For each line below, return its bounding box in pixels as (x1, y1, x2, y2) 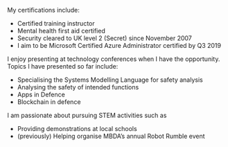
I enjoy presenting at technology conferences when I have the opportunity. (7, 55, 220, 63)
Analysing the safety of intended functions (17, 83, 139, 91)
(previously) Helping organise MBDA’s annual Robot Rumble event (17, 132, 206, 140)
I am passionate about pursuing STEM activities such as (7, 111, 167, 119)
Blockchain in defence (17, 98, 81, 106)
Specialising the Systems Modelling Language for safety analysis (17, 76, 203, 84)
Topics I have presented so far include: (7, 62, 119, 70)
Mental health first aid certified (17, 27, 105, 35)
